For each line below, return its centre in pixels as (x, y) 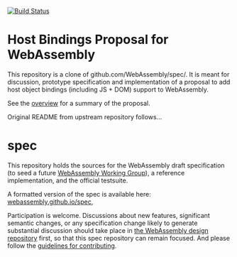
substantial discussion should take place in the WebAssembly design (108, 230)
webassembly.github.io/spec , (50, 202)
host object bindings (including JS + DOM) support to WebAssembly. (108, 89)
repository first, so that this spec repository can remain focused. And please (119, 238)
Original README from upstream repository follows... (85, 116)
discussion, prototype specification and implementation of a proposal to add (119, 82)
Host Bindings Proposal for (88, 40)
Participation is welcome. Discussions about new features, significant (109, 215)
